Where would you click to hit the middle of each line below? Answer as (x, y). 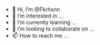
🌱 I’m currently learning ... (44, 22)
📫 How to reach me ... (40, 36)
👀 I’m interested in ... (38, 16)
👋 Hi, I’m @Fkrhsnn (36, 9)
